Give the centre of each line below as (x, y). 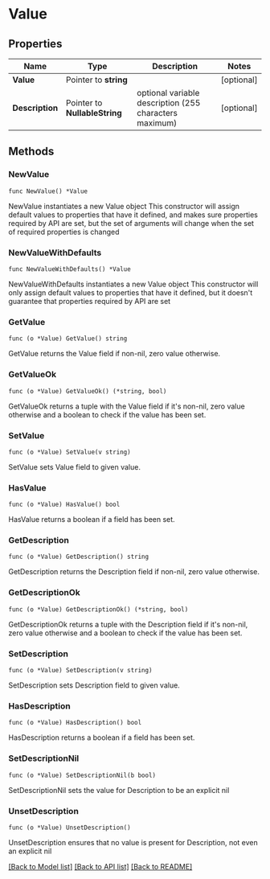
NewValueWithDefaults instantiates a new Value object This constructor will (133, 284)
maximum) (157, 123)
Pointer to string (96, 80)
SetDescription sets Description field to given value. (94, 685)
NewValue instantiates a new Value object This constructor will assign (124, 206)
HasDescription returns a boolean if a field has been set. (102, 737)
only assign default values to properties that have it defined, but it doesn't (131, 292)
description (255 (168, 103)
